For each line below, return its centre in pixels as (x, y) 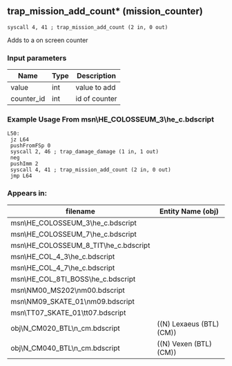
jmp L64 (21, 176)
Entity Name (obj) (189, 211)
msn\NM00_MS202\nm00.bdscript (68, 290)
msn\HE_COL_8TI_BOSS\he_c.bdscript (73, 279)
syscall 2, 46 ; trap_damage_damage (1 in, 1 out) (84, 152)
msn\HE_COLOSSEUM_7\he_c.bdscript (74, 234)
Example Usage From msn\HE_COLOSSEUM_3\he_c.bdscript (110, 119)
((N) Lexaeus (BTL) (188, 324)
